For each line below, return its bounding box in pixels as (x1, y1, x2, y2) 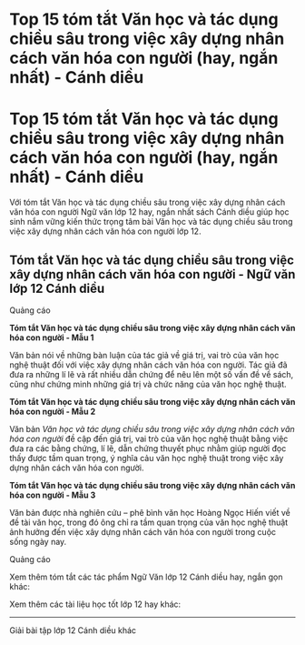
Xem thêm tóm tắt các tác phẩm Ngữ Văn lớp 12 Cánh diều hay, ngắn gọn (9, 571, 283, 582)
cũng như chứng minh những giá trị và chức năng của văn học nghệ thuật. (9, 378, 288, 389)
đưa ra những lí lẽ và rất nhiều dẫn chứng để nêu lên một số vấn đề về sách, (9, 368, 294, 379)
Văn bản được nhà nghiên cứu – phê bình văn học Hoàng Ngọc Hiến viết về (9, 507, 290, 518)
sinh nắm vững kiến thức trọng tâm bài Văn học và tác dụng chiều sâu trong (9, 217, 293, 227)
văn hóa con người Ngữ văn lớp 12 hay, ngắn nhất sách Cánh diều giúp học (9, 207, 290, 217)
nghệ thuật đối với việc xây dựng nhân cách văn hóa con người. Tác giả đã (9, 359, 288, 370)
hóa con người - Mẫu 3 (9, 489, 96, 500)
